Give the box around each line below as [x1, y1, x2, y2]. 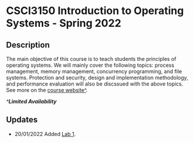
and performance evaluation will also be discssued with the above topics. [6, 80, 183, 87]
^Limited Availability [6, 98, 57, 105]
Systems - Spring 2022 [6, 16, 121, 30]
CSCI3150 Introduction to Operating [6, 4, 184, 18]
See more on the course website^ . [6, 87, 88, 93]
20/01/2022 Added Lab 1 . [14, 130, 76, 137]
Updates [6, 115, 38, 125]
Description [6, 40, 50, 50]
